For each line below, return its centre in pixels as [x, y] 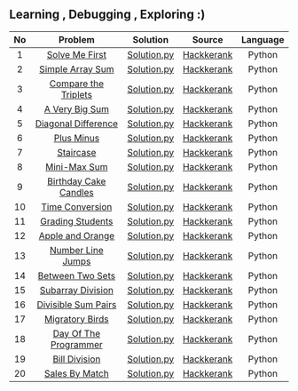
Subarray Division [76, 290]
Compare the [77, 84]
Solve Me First [76, 54]
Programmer [77, 344]
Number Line [77, 250]
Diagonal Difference [76, 124]
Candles [77, 192]
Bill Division [77, 359]
